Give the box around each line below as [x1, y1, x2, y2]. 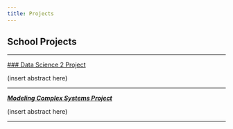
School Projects [7, 36, 77, 48]
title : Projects [7, 10, 54, 17]
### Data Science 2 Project [7, 60, 86, 69]
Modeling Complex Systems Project [7, 94, 113, 103]
